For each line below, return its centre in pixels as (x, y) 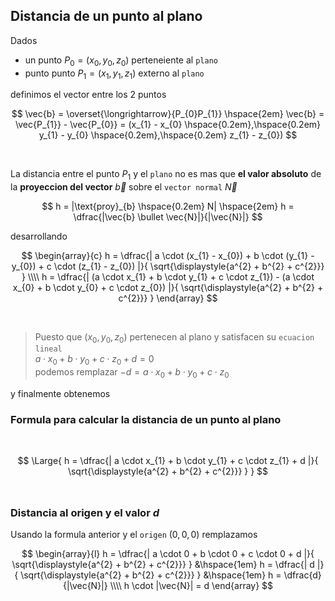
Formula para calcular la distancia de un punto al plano (146, 419)
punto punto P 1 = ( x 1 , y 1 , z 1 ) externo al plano (114, 74)
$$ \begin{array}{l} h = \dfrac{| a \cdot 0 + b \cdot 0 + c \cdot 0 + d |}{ (168, 554)
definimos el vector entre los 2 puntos (88, 95)
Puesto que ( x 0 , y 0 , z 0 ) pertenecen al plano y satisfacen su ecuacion (174, 338)
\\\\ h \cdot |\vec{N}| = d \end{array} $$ (191, 586)
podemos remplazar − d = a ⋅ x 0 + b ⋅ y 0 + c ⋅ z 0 (132, 372)
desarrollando (39, 236)
